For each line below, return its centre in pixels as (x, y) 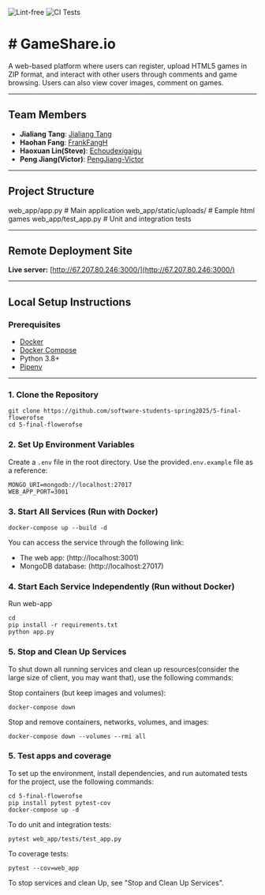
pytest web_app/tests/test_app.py (65, 839)
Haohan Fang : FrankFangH (63, 142)
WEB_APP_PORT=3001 (38, 492)
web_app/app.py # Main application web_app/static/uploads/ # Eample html (131, 210)
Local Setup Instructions (70, 302)
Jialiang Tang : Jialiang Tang (65, 133)
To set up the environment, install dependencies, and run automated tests (128, 773)
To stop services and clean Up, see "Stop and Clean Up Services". (116, 882)
